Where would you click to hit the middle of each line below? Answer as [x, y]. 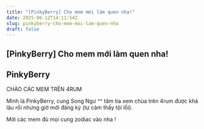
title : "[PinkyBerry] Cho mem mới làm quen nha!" [71, 12]
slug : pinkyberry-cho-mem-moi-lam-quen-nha [63, 23]
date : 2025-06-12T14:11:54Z [42, 18]
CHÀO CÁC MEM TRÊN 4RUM [44, 89]
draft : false [23, 29]
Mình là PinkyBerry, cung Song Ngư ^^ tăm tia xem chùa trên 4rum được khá [102, 101]
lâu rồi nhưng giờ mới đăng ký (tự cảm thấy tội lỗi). [70, 108]
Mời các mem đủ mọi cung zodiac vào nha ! [61, 119]
